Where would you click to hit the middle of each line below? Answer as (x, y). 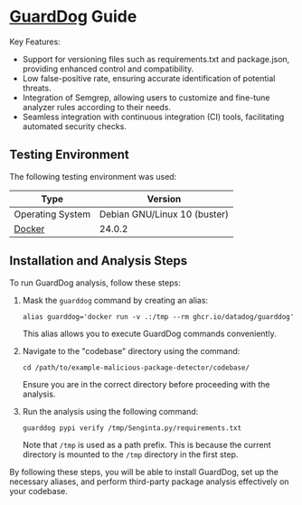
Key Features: (35, 42)
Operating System (52, 214)
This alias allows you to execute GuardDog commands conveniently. (150, 333)
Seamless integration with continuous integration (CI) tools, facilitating (153, 117)
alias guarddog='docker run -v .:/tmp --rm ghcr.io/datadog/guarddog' (158, 317)
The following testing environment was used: (93, 176)
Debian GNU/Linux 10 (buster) (164, 214)
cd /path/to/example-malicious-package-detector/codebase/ (136, 368)
